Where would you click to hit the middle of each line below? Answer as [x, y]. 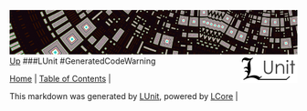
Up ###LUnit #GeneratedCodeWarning [83, 61]
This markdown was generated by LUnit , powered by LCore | [124, 96]
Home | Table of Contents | [60, 78]
